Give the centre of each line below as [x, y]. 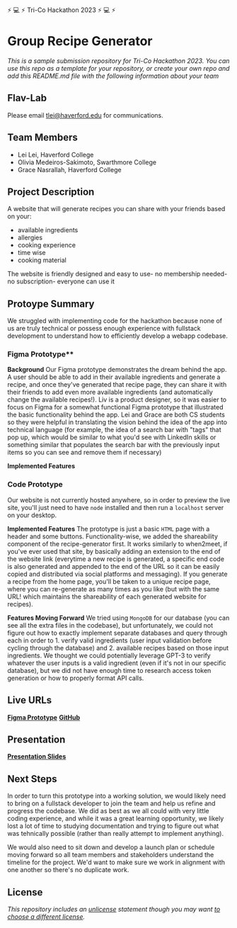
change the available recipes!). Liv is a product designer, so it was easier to [117, 400]
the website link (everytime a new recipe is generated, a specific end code [116, 559]
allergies [30, 238]
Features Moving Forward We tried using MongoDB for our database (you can [118, 618]
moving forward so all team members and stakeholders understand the [111, 855]
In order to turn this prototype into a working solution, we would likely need [117, 796]
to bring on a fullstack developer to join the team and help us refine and [111, 803]
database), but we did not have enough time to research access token [109, 670]
